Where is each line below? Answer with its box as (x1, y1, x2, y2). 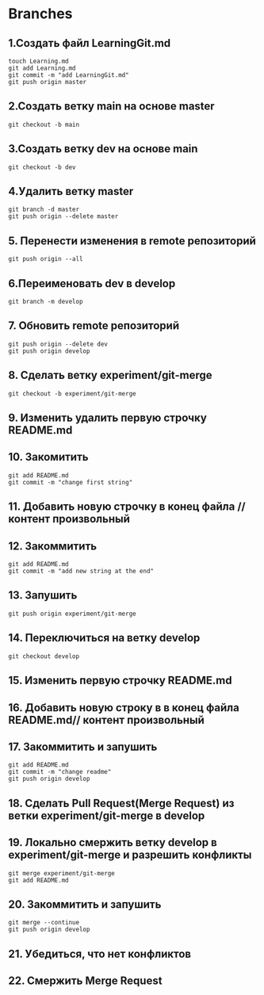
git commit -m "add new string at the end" (8, 568, 155, 576)
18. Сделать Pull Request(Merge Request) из (8, 796, 235, 809)
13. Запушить (8, 588, 78, 603)
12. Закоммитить (8, 539, 98, 553)
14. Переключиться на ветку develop (8, 631, 201, 645)
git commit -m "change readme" (8, 768, 112, 776)
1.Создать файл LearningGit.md (8, 36, 171, 50)
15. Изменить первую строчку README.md (8, 674, 232, 687)
